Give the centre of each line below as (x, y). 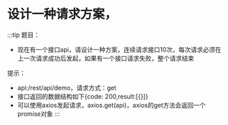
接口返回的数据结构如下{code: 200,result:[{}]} (82, 96)
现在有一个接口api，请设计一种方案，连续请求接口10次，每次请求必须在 (119, 49)
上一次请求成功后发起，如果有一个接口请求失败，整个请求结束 (106, 58)
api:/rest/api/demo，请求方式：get (67, 87)
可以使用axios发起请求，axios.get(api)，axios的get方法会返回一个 (112, 105)
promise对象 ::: (39, 114)
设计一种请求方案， (62, 14)
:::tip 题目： (24, 35)
